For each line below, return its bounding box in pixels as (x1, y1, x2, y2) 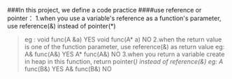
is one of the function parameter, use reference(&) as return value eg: (24, 43, 225, 51)
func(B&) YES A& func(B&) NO (24, 65, 112, 73)
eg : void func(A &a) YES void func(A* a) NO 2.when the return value (24, 35, 222, 44)
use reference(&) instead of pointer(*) (7, 22, 117, 30)
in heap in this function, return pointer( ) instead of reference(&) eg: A (24, 58, 224, 65)
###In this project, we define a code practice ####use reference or (7, 6, 202, 14)
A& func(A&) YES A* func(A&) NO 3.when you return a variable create (24, 50, 225, 58)
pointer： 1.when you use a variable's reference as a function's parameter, (7, 14, 222, 22)
